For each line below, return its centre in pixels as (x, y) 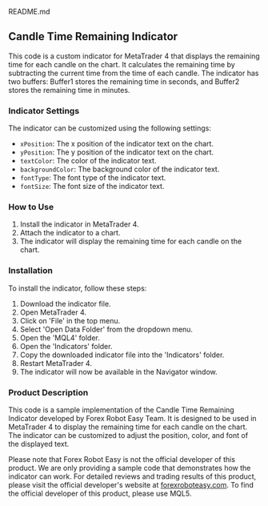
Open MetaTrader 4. (53, 312)
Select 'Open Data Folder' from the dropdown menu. (106, 329)
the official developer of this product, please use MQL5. (100, 493)
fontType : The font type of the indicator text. (93, 178)
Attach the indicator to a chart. (70, 233)
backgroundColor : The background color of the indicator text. (120, 169)
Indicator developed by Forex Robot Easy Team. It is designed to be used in (133, 418)
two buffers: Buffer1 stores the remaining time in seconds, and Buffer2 (124, 81)
